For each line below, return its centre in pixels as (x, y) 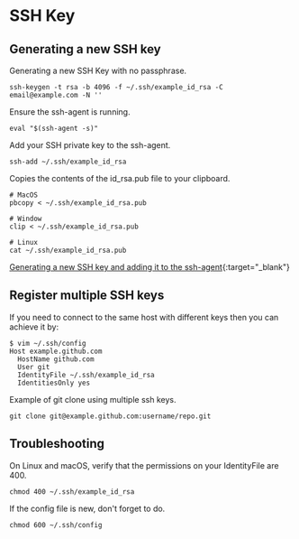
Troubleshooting (57, 444)
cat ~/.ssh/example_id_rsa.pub (68, 250)
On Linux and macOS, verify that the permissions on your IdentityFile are (144, 465)
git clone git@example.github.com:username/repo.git (110, 416)
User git (34, 367)
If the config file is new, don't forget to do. (87, 508)
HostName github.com (56, 359)
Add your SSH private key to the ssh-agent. (90, 145)
